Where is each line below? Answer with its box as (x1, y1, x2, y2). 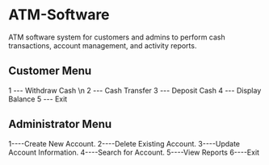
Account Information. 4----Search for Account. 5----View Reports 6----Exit (8, 147, 260, 157)
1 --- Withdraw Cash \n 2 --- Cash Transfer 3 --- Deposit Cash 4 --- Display (8, 85, 262, 95)
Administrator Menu (8, 118, 112, 131)
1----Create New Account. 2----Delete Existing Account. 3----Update (8, 138, 241, 148)
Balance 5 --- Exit (8, 94, 68, 104)
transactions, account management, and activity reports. (8, 40, 197, 50)
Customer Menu (8, 64, 92, 78)
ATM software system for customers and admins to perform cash (8, 32, 226, 42)
